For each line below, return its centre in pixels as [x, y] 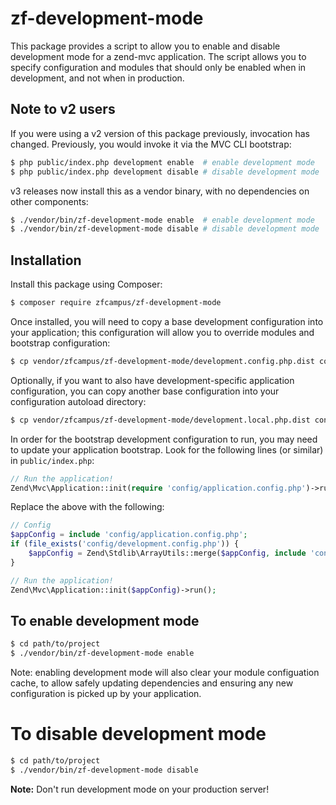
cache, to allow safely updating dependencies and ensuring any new [152, 683]
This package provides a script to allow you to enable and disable [145, 46]
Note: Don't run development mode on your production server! [140, 789]
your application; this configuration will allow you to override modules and [162, 332]
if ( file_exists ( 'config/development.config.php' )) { [125, 544]
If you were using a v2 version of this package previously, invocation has [160, 133]
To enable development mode [105, 620]
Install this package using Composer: [86, 284]
